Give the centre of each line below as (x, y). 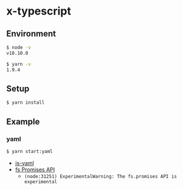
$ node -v (19, 47)
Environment (31, 34)
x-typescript (39, 11)
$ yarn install (26, 103)
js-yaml (25, 163)
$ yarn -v (19, 64)
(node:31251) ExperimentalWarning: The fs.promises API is (101, 176)
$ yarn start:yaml (29, 151)
